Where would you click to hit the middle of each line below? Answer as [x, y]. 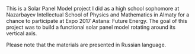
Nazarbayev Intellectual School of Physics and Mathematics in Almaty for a [98, 15]
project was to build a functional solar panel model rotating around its [91, 27]
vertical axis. [22, 33]
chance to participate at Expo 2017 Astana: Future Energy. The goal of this [97, 21]
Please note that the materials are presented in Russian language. [86, 45]
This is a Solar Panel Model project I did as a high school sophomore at [93, 9]
